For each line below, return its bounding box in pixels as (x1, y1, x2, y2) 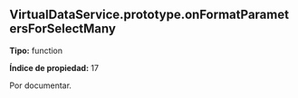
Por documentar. (9, 80, 72, 91)
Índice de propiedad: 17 (9, 62, 100, 73)
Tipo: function (9, 45, 63, 56)
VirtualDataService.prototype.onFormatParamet (9, 7, 290, 22)
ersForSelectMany (9, 22, 116, 37)
